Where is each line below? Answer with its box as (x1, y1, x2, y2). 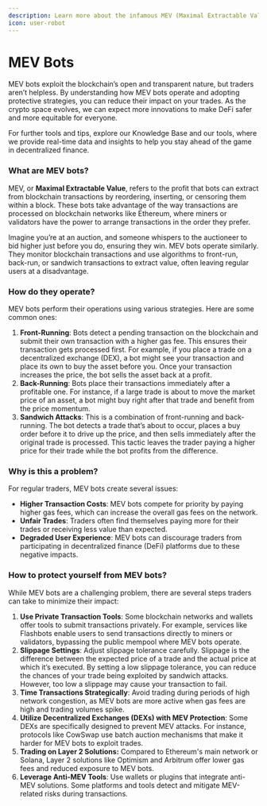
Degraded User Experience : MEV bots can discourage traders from (19, 533, 242, 542)
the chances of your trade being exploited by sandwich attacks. (19, 670, 229, 680)
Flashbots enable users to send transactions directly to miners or (19, 628, 233, 638)
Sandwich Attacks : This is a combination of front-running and (19, 412, 224, 422)
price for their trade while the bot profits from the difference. (19, 446, 219, 456)
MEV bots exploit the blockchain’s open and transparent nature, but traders (8, 79, 254, 89)
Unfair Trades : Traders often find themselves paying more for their (19, 516, 239, 526)
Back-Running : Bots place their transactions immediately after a (19, 379, 230, 388)
